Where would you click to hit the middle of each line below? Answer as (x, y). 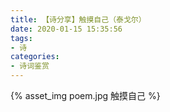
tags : (21, 38)
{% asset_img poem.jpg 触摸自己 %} (85, 95)
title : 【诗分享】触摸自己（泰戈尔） (78, 19)
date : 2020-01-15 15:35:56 (66, 29)
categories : (35, 57)
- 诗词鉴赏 (30, 66)
